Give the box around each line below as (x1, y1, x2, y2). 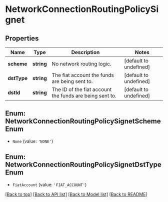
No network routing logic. (51, 60, 111, 67)
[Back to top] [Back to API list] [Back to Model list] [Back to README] (5, 191, 147, 197)
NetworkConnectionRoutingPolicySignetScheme (5, 117, 161, 125)
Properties (5, 34, 39, 42)
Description (71, 49, 100, 55)
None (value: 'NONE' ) (12, 138, 53, 144)
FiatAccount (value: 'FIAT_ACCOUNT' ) (12, 181, 87, 187)
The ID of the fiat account (51, 86, 112, 93)
